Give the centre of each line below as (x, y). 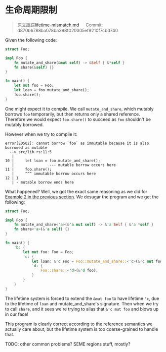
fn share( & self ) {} (34, 67)
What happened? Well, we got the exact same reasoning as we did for (76, 191)
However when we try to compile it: (41, 134)
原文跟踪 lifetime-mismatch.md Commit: (60, 25)
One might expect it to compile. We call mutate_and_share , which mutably (80, 109)
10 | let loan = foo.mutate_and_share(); (53, 161)
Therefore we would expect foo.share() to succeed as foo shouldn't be (78, 119)
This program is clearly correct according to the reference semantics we (79, 324)
